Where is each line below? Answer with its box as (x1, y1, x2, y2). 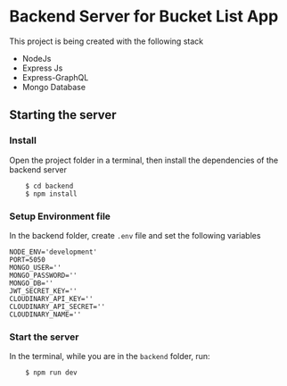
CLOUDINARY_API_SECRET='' (9, 302, 105, 311)
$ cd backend (25, 181, 74, 190)
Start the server (9, 331, 79, 343)
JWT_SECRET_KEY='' (9, 286, 78, 296)
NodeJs (21, 53, 52, 63)
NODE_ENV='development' (9, 248, 98, 256)
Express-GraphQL (21, 71, 89, 82)
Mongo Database (21, 81, 86, 92)
